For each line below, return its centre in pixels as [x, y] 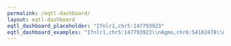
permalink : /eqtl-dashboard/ [49, 13]
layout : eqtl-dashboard [41, 20]
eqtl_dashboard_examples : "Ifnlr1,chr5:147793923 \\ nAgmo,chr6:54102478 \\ [115, 32]
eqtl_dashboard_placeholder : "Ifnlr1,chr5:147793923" [86, 26]
